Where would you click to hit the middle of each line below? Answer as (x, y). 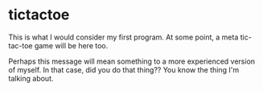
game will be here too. (71, 45)
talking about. (31, 78)
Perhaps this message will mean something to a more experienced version (132, 61)
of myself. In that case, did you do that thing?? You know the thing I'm (124, 69)
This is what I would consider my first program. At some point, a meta (123, 37)
